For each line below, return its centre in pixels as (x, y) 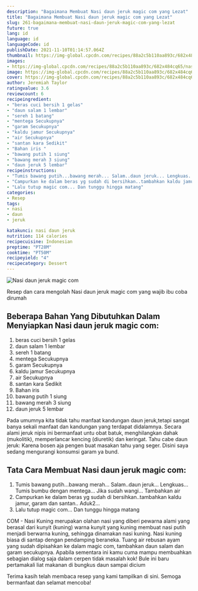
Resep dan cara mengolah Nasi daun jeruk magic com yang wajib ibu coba (97, 292)
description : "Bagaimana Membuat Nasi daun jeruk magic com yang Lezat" (98, 12)
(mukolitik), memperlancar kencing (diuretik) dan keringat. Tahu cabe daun (97, 439)
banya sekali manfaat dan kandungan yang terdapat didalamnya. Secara (94, 426)
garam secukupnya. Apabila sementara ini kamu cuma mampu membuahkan (99, 552)
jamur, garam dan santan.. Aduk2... (58, 503)
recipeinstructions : (32, 171)
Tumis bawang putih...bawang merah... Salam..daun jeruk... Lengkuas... (102, 484)
